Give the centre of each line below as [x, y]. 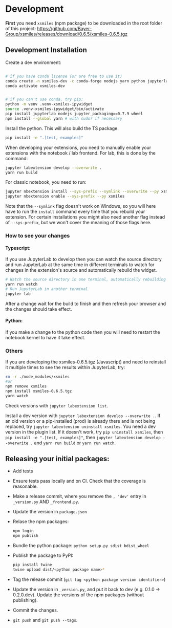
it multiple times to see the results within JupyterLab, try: [65, 367]
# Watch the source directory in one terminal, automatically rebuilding [86, 279]
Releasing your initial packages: [57, 459]
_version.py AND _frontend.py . [46, 502]
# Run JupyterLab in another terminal [47, 289]
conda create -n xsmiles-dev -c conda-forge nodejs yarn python [75, 81]
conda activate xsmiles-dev [35, 86]
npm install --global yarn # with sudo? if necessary [64, 118]
